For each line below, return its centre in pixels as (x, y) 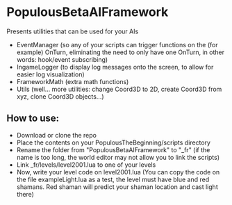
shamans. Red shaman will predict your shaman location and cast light (117, 187)
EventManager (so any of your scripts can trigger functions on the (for (117, 44)
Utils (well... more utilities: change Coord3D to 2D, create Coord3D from (119, 89)
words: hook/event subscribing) (62, 59)
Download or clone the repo (56, 135)
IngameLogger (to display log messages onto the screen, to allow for (115, 67)
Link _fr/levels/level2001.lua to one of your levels (86, 165)
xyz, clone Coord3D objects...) (60, 96)
